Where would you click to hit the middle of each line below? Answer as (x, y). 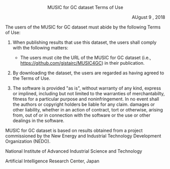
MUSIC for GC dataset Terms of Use (85, 7)
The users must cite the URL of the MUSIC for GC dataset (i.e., (86, 58)
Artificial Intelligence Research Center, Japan (53, 161)
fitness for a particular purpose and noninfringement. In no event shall (86, 99)
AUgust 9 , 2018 (148, 17)
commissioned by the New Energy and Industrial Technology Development (83, 136)
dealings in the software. (38, 121)
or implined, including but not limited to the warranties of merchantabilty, (89, 93)
